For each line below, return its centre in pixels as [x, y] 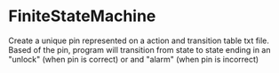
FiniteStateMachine [82, 16]
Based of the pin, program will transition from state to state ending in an [139, 49]
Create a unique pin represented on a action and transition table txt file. [139, 40]
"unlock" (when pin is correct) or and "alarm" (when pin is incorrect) [134, 59]
